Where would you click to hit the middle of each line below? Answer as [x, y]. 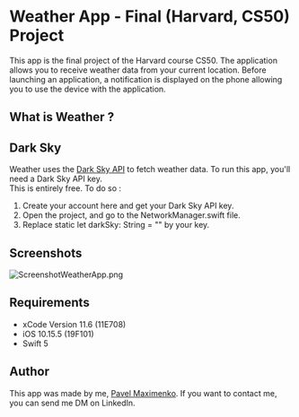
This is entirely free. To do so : [66, 188]
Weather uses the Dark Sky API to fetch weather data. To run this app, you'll [150, 169]
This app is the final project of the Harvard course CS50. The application [144, 60]
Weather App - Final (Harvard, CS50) [149, 17]
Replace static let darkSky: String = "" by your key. [116, 225]
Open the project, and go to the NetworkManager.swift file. [131, 215]
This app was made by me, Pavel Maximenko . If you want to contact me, [143, 393]
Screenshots [46, 253]
